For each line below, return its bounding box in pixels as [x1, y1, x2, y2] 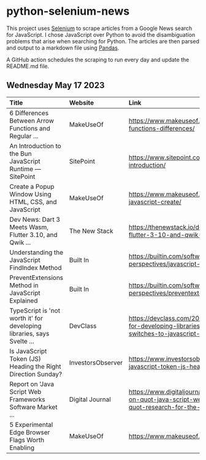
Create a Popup [9, 182, 55, 190]
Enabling [9, 443, 35, 451]
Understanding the [9, 248, 63, 257]
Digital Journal [69, 395, 112, 404]
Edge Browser [9, 428, 50, 436]
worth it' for [9, 314, 43, 322]
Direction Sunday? [9, 369, 63, 378]
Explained [9, 296, 38, 304]
